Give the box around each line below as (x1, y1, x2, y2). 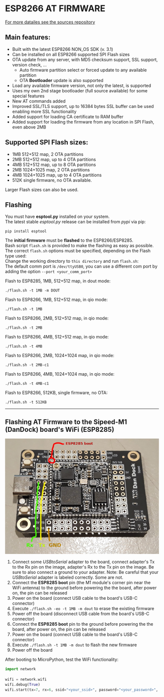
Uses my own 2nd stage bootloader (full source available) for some (12, 87, 148, 93)
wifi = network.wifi (5, 677, 47, 682)
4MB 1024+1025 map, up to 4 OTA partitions (12, 172, 102, 178)
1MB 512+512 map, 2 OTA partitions (12, 151, 84, 157)
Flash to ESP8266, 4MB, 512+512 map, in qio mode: (5, 334, 109, 340)
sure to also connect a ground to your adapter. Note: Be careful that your (12, 570, 159, 575)
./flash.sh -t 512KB (5, 400, 47, 405)
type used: (5, 253, 27, 259)
